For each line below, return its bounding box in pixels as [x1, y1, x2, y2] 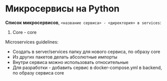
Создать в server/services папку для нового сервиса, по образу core [12, 48, 160, 54]
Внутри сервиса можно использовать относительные [12, 59, 129, 65]
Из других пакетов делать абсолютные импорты [12, 53, 118, 60]
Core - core [12, 29, 37, 35]
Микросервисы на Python [5, 3, 120, 14]
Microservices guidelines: [5, 38, 59, 45]
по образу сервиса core [12, 69, 64, 75]
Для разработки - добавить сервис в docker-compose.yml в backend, [12, 64, 162, 70]
